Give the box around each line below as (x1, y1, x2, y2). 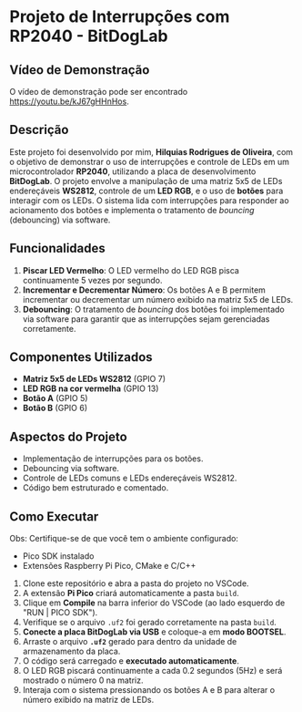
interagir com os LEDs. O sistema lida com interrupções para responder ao (9, 194, 289, 206)
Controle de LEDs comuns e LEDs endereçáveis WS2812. (22, 472, 237, 484)
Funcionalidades (9, 241, 106, 256)
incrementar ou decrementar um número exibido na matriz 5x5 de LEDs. (22, 294, 294, 304)
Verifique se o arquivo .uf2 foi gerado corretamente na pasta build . (22, 617, 277, 628)
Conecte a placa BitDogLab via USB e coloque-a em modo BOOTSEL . (22, 626, 287, 637)
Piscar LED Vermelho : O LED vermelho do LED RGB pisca (22, 264, 239, 275)
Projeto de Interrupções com (9, 6, 230, 27)
